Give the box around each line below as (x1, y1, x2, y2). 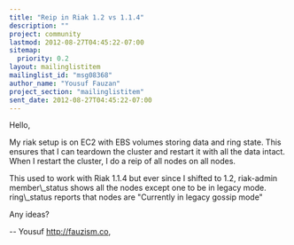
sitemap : (9, 46, 42, 55)
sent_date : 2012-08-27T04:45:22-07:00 (9, 95, 152, 105)
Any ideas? (9, 209, 50, 220)
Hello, (9, 120, 31, 130)
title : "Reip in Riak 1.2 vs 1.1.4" (9, 12, 144, 22)
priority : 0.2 (17, 54, 69, 63)
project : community (9, 29, 81, 38)
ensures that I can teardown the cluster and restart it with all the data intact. (9, 146, 286, 157)
